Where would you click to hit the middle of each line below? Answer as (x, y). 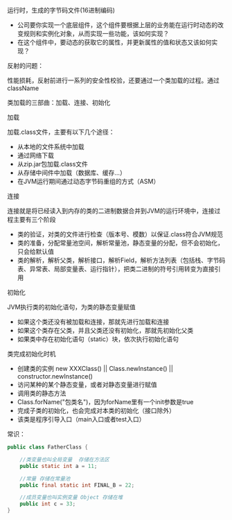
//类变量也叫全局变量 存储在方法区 (64, 460)
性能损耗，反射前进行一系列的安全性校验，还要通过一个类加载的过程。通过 (113, 80)
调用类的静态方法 (42, 393)
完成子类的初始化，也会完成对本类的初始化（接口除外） (96, 410)
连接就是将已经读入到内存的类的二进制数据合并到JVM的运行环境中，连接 (111, 211)
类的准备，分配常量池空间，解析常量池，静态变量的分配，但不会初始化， (120, 243)
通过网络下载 (35, 155)
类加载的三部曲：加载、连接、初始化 (59, 102)
